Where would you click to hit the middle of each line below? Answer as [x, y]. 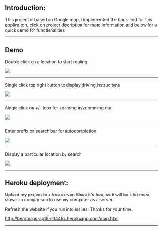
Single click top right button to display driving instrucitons [63, 85]
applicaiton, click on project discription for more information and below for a [81, 25]
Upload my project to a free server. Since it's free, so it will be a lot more [77, 195]
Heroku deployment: [37, 183]
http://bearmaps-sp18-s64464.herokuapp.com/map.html [62, 219]
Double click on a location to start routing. [47, 62]
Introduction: [25, 8]
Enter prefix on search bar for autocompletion [51, 131]
